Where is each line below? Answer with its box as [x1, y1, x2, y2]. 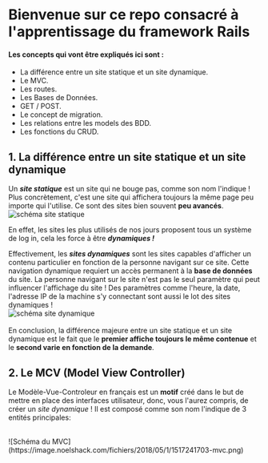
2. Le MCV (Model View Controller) [8, 366, 186, 380]
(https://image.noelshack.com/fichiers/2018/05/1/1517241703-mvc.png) [8, 445, 244, 455]
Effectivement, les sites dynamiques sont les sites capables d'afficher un [8, 249, 252, 259]
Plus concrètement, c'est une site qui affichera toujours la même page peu [8, 192, 254, 202]
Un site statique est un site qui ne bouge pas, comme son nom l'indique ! [8, 184, 250, 194]
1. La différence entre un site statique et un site [8, 150, 246, 163]
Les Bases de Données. [19, 93, 98, 103]
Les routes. [19, 84, 58, 94]
